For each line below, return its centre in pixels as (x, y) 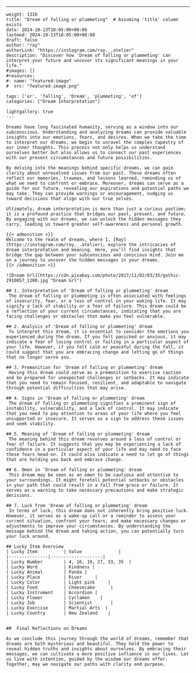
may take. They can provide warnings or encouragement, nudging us (90, 194)
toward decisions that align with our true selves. (70, 199)
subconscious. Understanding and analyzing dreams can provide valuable (96, 132)
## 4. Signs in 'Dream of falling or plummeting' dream (75, 398)
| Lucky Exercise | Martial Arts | (57, 608)
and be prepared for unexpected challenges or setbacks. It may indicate (98, 378)
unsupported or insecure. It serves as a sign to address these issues (95, 419)
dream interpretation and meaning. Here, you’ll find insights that (91, 250)
